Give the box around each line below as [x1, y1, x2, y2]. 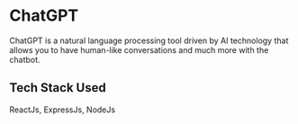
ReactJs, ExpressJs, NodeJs [9, 104, 115, 115]
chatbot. [9, 54, 41, 65]
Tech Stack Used [9, 80, 106, 95]
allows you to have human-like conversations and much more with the [9, 44, 269, 55]
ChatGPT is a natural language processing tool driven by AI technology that [9, 35, 289, 46]
